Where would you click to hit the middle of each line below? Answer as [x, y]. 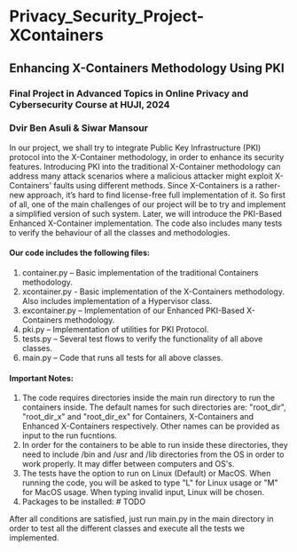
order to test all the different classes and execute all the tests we [127, 528]
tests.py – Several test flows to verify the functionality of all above [142, 339]
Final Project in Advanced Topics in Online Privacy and [129, 93]
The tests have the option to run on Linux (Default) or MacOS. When [146, 474]
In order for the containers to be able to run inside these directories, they [155, 445]
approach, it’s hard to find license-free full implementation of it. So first [156, 195]
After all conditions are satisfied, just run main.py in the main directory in [141, 519]
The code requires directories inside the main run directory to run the [148, 398]
